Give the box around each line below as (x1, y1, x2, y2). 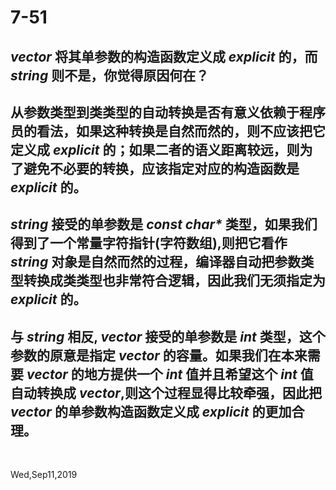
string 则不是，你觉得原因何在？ (10, 67, 210, 84)
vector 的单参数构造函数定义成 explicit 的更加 (10, 403, 292, 420)
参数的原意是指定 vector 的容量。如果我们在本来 (10, 347, 308, 364)
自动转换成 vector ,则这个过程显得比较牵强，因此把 (10, 384, 322, 401)
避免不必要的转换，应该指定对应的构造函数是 (23, 160, 300, 177)
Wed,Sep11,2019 (10, 469, 78, 481)
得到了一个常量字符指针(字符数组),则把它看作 (10, 235, 288, 252)
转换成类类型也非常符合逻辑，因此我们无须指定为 (23, 272, 326, 290)
